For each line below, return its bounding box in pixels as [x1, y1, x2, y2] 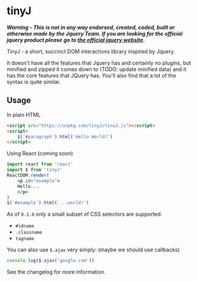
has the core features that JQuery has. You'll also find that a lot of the [7, 72, 176, 79]
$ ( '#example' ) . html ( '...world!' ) [7, 200, 89, 206]
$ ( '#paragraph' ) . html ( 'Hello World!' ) [17, 133, 113, 140]
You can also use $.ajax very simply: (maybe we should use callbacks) [7, 246, 180, 253]
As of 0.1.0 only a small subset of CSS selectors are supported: [7, 210, 162, 218]
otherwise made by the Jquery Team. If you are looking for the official [7, 30, 183, 37]
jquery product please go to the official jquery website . [7, 36, 146, 43]
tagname [15, 236, 34, 242]
